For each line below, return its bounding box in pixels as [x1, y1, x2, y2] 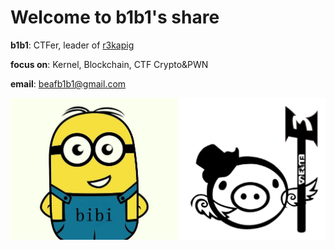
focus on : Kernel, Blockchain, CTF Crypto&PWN [10, 58, 209, 70]
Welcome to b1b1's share [10, 6, 220, 29]
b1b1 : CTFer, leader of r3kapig [10, 39, 135, 51]
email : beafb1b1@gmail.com [10, 77, 127, 90]
